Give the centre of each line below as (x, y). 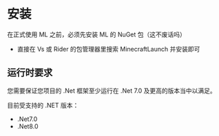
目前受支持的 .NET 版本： (43, 105)
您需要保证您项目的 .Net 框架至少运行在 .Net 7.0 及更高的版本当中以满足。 (112, 91)
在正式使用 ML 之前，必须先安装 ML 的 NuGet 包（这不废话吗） (96, 34)
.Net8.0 (28, 126)
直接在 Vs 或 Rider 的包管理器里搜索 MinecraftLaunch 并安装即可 (108, 49)
